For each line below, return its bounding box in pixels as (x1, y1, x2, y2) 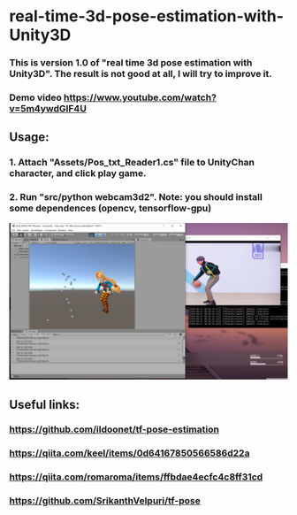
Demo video (9, 91, 62, 104)
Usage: (9, 130, 50, 145)
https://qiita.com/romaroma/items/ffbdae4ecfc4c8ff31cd (9, 471, 263, 483)
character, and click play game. (9, 167, 147, 180)
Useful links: (9, 396, 80, 412)
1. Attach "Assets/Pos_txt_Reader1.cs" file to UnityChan (9, 157, 255, 169)
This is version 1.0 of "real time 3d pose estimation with (9, 57, 253, 69)
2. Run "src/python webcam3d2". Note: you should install (9, 191, 263, 204)
